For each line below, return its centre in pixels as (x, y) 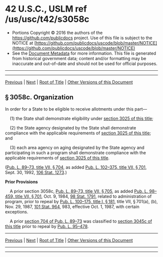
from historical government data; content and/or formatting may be (79, 58)
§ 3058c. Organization (39, 97)
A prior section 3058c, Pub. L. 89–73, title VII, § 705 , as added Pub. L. (79, 191)
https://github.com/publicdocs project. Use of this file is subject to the (82, 38)
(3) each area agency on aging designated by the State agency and (77, 147)
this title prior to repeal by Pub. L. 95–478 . (47, 226)
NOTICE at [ (24, 43)
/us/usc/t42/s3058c (47, 19)
